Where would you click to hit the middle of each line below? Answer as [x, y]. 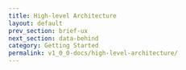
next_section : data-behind [54, 38]
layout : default [35, 23]
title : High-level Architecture [62, 16]
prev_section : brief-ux [48, 31]
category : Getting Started [54, 46]
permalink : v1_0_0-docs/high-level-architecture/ [93, 53]
